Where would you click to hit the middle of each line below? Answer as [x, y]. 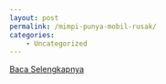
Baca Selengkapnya [47, 69]
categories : [32, 35]
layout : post [34, 18]
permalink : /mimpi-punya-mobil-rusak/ [83, 26]
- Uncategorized [57, 43]
